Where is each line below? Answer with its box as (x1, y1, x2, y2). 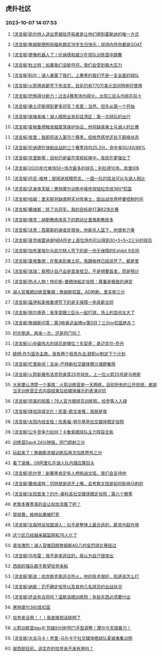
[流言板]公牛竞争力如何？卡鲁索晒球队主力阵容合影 (12, 429, 114, 435)
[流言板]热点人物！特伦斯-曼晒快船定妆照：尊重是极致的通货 (12, 279, 133, 284)
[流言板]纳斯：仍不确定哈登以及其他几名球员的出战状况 (12, 584, 123, 590)
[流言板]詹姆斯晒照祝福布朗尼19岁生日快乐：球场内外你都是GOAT (12, 41, 143, 47)
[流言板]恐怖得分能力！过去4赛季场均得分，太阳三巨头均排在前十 (12, 93, 142, 98)
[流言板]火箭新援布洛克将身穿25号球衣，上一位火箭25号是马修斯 (12, 371, 141, 377)
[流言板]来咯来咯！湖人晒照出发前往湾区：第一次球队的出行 (12, 114, 131, 119)
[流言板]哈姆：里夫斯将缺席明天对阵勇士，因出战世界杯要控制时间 (12, 196, 144, 202)
